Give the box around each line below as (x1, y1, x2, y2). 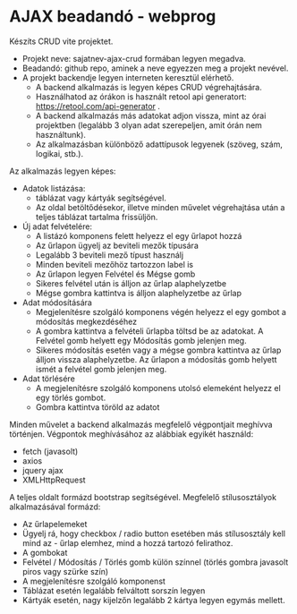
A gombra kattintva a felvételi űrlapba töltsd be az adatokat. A (35, 325, 264, 337)
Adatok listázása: (21, 183, 86, 193)
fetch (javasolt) (21, 446, 79, 456)
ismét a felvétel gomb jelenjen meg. (35, 363, 167, 374)
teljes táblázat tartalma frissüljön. (35, 211, 158, 222)
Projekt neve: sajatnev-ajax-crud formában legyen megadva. (21, 53, 246, 64)
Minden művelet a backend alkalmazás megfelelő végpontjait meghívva (9, 419, 273, 430)
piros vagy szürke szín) (21, 566, 109, 576)
